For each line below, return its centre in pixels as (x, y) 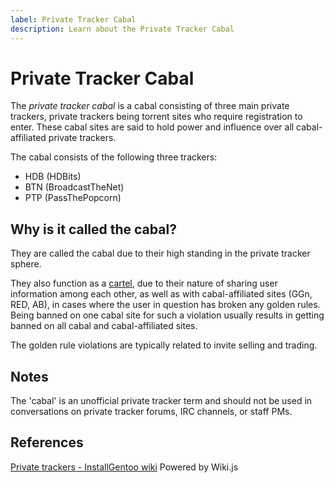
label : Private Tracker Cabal (73, 19)
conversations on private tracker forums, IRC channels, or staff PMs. (151, 412)
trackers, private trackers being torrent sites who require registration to (156, 117)
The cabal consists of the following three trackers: (114, 157)
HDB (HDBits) (53, 177)
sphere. (26, 264)
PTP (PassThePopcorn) (73, 198)
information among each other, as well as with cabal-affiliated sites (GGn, (161, 294)
